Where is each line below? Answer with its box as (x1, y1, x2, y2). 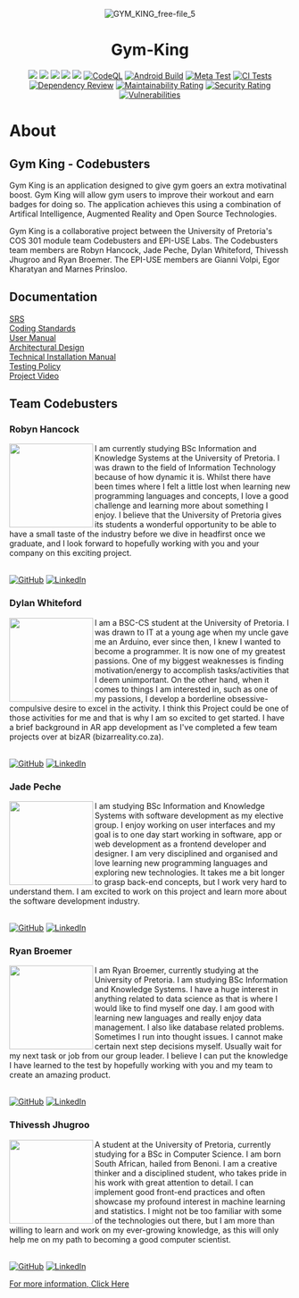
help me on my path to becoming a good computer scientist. (9, 1234, 232, 1244)
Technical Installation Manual (9, 351, 116, 362)
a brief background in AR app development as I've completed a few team (9, 721, 278, 732)
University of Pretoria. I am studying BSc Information (95, 974, 288, 985)
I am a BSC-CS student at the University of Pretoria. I (95, 617, 290, 628)
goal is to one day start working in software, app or (95, 830, 283, 840)
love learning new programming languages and (95, 858, 268, 869)
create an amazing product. (9, 1069, 112, 1081)
